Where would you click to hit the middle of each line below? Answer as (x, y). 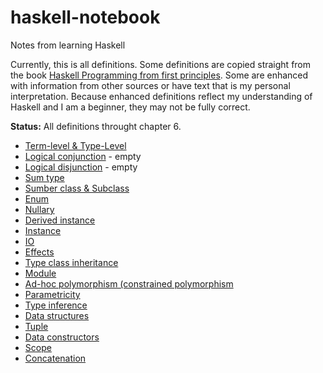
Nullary (39, 209)
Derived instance (60, 220)
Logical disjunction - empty (81, 167)
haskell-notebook (85, 17)
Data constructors (62, 337)
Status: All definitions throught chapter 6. (96, 126)
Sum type (44, 177)
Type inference (56, 305)
